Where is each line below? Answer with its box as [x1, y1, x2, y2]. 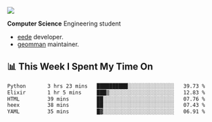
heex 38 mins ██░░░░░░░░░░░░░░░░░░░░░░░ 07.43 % [7, 102, 206, 109]
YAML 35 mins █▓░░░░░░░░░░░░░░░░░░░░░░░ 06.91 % [7, 108, 206, 115]
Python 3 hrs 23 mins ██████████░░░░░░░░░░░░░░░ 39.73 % [7, 83, 206, 90]
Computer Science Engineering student [7, 19, 122, 28]
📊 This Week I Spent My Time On [7, 61, 153, 72]
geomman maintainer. [17, 40, 79, 48]
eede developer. [17, 33, 64, 41]
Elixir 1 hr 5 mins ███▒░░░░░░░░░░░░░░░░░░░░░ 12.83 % [7, 89, 206, 96]
